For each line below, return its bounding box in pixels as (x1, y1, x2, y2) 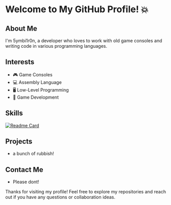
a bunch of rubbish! (12, 151, 55, 157)
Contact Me (5, 165, 43, 174)
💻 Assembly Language (12, 79, 62, 85)
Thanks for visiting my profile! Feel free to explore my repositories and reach (5, 189, 166, 195)
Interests (5, 57, 35, 67)
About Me (5, 24, 37, 33)
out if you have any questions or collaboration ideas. (5, 194, 116, 200)
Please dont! (12, 179, 39, 185)
